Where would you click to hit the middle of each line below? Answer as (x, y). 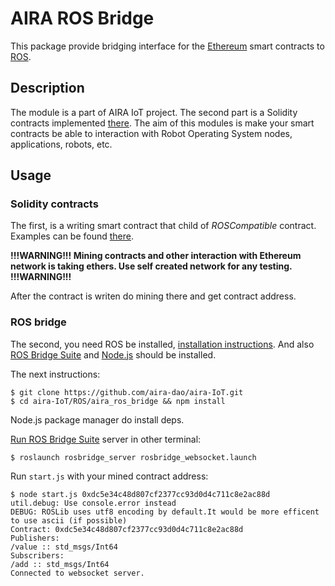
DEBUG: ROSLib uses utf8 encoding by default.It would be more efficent (165, 512)
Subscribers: (37, 555)
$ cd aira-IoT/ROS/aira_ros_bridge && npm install (118, 401)
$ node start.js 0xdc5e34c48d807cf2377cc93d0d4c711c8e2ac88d (140, 494)
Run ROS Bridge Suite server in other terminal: (106, 439)
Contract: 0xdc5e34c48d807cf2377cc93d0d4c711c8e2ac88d (127, 529)
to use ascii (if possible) (69, 520)
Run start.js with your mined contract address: (109, 476)
